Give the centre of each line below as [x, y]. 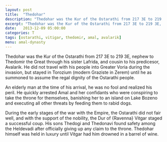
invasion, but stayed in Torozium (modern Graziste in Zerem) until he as [79, 72]
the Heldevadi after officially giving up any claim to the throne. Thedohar [80, 129]
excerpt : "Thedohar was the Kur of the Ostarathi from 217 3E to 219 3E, [83, 24]
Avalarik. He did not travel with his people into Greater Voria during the [78, 67]
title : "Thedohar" [25, 14]
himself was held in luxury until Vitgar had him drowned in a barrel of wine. [82, 134]
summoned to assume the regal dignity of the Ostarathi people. [70, 77]
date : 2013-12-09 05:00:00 [35, 28]
